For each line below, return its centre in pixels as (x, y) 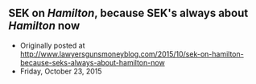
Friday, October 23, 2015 (61, 71)
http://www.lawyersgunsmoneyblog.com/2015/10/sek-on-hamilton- (132, 54)
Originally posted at (52, 45)
